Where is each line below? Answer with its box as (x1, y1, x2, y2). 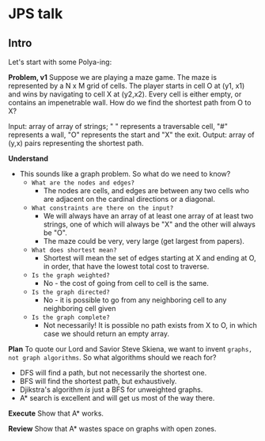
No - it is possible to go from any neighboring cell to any (43, 295, 227, 305)
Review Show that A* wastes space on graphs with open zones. (8, 424, 217, 433)
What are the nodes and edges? (31, 179, 135, 187)
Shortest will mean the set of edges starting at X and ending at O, (43, 253, 256, 262)
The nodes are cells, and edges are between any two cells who (43, 186, 249, 195)
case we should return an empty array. (43, 329, 170, 338)
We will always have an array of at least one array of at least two (43, 211, 254, 220)
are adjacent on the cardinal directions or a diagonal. (43, 195, 215, 203)
